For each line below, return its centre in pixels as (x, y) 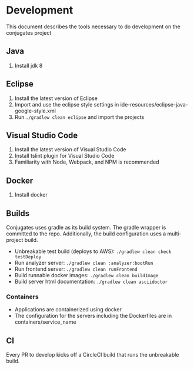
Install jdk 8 (29, 65)
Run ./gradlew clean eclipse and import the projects (79, 117)
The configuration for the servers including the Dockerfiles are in (93, 316)
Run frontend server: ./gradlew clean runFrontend (76, 269)
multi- (175, 234)
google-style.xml (35, 111)
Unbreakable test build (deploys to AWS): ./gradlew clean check (93, 251)
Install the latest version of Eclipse (56, 98)
